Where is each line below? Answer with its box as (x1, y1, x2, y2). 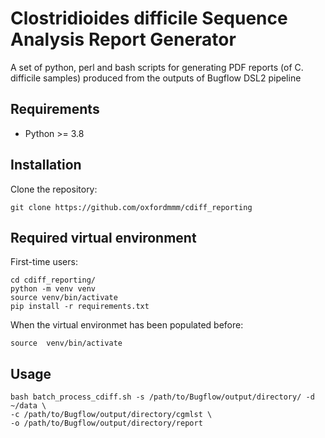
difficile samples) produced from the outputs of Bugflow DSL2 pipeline (10, 72, 302, 84)
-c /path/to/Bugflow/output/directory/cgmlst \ (10, 410, 213, 420)
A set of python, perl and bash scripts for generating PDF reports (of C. (10, 61, 304, 73)
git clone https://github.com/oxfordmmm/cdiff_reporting (10, 202, 253, 212)
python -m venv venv (10, 284, 97, 294)
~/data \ (10, 401, 47, 411)
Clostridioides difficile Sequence (10, 7, 288, 30)
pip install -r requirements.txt (10, 302, 150, 312)
